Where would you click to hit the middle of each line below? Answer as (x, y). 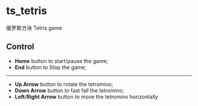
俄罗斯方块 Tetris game (34, 28)
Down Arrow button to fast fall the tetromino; (69, 90)
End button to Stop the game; (50, 67)
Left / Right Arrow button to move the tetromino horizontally (86, 97)
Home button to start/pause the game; (61, 61)
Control (20, 47)
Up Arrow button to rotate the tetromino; (64, 84)
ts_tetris (27, 11)
